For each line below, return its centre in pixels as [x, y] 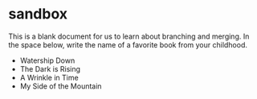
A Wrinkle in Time [49, 77]
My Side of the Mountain [61, 86]
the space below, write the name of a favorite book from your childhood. [128, 44]
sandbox [38, 14]
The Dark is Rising [50, 68]
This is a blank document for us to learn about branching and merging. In [129, 36]
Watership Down [47, 60]
